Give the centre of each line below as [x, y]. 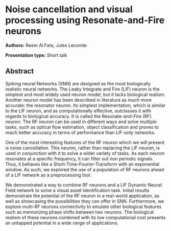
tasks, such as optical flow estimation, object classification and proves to [82, 127]
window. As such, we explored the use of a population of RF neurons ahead [85, 169]
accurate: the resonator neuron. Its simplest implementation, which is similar [86, 105]
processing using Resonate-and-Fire [85, 20]
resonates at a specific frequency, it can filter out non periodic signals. [80, 158]
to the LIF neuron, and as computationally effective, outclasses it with [78, 110]
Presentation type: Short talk [36, 55]
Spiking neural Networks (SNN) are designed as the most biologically [78, 83]
